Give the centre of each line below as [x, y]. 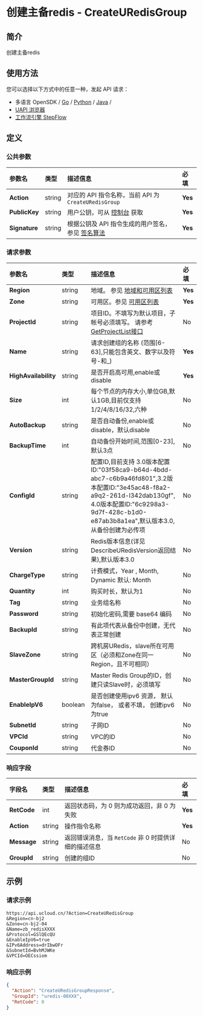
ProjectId [23, 322]
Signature [24, 228]
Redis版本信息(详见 [118, 541]
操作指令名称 [83, 826]
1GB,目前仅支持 [119, 400]
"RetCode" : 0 [28, 1002]
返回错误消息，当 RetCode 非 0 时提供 [117, 838]
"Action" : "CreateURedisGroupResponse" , [63, 991]
